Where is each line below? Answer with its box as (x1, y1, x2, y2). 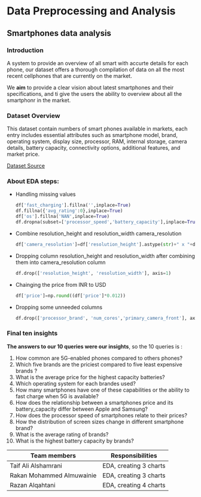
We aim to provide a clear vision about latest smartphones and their (7, 84, 174, 91)
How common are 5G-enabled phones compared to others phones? (15, 354, 183, 362)
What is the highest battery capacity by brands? (15, 437, 134, 444)
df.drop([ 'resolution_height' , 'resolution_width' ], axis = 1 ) (15, 270, 172, 276)
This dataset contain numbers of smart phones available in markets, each (7, 125, 188, 132)
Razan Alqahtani (10, 481, 56, 489)
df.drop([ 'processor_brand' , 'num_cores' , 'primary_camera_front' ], (15, 315, 188, 321)
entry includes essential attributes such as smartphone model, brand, (7, 132, 178, 139)
